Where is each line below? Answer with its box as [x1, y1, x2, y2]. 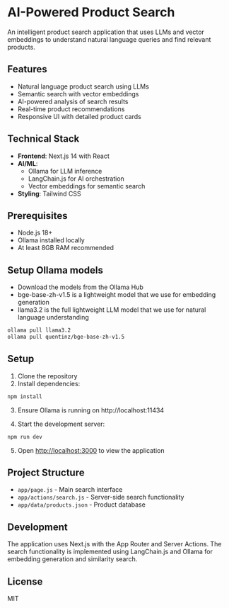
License [7, 575, 43, 587]
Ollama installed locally [17, 236, 85, 244]
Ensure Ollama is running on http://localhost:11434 [17, 405, 165, 415]
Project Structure [7, 466, 85, 478]
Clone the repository [17, 371, 78, 380]
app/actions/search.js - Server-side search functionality [17, 493, 184, 502]
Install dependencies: [17, 379, 81, 388]
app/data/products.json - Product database [17, 500, 146, 509]
